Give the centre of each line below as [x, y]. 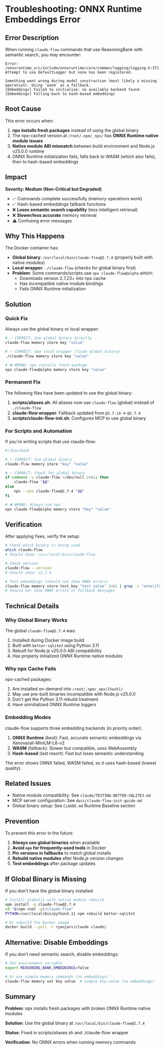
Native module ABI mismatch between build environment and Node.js [83, 146]
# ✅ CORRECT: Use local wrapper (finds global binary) [63, 351]
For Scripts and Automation [39, 431]
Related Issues [28, 783]
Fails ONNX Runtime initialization [53, 289]
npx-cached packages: [28, 679]
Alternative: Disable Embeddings [56, 942]
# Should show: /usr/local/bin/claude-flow [50, 555]
